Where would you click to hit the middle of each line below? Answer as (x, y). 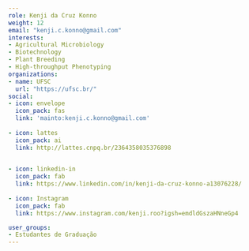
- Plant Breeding (37, 60)
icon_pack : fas (40, 111)
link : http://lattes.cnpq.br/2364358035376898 (93, 148)
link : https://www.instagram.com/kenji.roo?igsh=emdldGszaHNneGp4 (127, 213)
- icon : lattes (33, 133)
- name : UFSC (30, 81)
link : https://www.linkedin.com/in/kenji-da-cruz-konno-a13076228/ (129, 184)
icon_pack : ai (38, 140)
